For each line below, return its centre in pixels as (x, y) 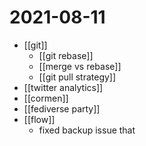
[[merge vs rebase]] (80, 66)
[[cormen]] (46, 98)
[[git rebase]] (66, 55)
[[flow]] (39, 119)
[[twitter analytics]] (63, 87)
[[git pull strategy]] (77, 77)
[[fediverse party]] (62, 108)
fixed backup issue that (87, 130)
